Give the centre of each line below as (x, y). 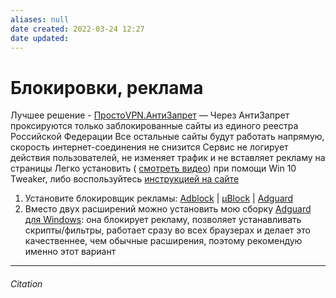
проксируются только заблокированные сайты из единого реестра (154, 126)
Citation (26, 283)
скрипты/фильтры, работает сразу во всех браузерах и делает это (167, 230)
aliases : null (40, 19)
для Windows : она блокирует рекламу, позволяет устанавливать (163, 220)
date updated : (40, 38)
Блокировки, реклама (107, 87)
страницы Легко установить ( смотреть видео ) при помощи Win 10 (153, 168)
